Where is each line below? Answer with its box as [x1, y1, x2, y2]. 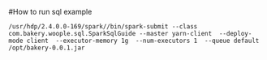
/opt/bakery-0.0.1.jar [8, 44, 85, 52]
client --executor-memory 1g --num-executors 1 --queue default [26, 36, 260, 45]
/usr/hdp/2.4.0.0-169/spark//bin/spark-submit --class [8, 23, 198, 31]
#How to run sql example [8, 7, 93, 16]
